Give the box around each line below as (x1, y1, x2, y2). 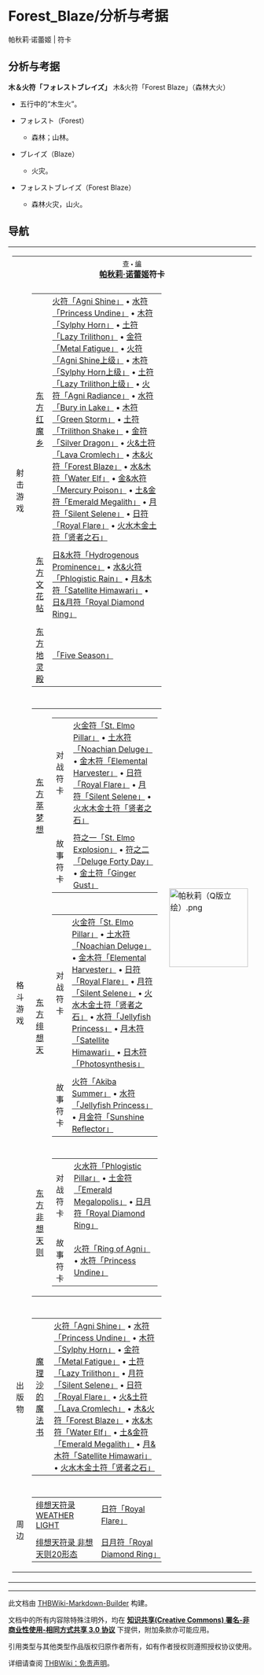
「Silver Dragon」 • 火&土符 (52, 437, 156, 448)
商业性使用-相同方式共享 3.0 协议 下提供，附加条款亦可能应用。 (8, 1625, 214, 1634)
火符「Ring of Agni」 (73, 1243, 151, 1254)
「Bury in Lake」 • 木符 (52, 402, 139, 413)
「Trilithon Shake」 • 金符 (52, 426, 148, 437)
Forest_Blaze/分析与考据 (8, 7, 169, 25)
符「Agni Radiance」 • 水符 (52, 390, 154, 401)
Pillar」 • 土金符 (73, 1172, 133, 1183)
